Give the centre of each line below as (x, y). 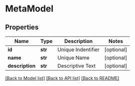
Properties (22, 27)
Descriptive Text (76, 66)
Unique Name (73, 58)
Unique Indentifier (78, 49)
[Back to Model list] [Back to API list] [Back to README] (62, 78)
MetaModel (29, 9)
